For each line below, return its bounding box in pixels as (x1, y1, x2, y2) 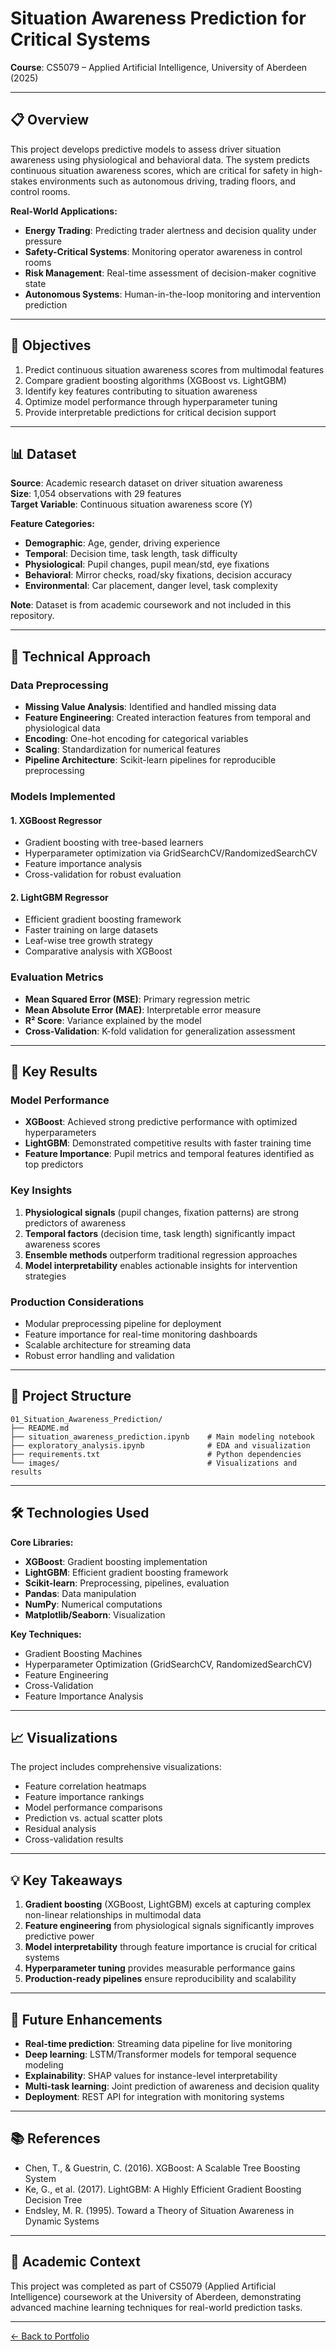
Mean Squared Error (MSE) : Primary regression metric (24, 993, 251, 1005)
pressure (24, 235, 62, 247)
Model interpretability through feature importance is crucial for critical (24, 1941, 317, 1953)
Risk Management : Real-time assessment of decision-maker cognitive (24, 267, 317, 279)
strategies (24, 1270, 67, 1282)
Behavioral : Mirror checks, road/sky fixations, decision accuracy (24, 569, 293, 581)
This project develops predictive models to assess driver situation (10, 143, 282, 155)
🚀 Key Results (10, 1063, 98, 1081)
